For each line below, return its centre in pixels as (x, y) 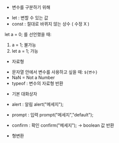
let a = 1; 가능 (25, 51)
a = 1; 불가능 (24, 45)
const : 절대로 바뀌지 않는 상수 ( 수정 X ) (51, 24)
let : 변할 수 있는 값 (30, 18)
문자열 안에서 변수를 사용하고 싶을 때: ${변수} (55, 72)
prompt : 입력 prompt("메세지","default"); (53, 115)
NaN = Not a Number (33, 77)
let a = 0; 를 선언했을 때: (28, 34)
